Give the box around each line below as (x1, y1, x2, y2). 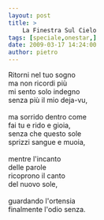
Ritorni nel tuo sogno (8, 70, 76, 79)
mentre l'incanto (8, 154, 61, 163)
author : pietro (8, 48, 58, 56)
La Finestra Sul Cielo (22, 26, 97, 34)
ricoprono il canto (8, 171, 65, 180)
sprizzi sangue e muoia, (8, 138, 86, 146)
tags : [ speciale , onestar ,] (8, 33, 97, 42)
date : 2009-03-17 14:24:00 (8, 41, 97, 49)
